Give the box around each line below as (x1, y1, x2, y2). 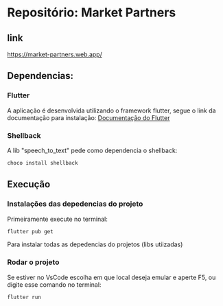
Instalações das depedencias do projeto (7, 199, 143, 209)
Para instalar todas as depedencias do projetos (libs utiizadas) (7, 240, 183, 248)
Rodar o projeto (7, 257, 60, 267)
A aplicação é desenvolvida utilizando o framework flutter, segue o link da (7, 106, 216, 115)
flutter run (7, 294, 41, 301)
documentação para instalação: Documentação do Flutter (7, 113, 170, 121)
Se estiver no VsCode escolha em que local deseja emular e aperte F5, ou (7, 273, 216, 281)
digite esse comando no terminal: (7, 280, 102, 289)
